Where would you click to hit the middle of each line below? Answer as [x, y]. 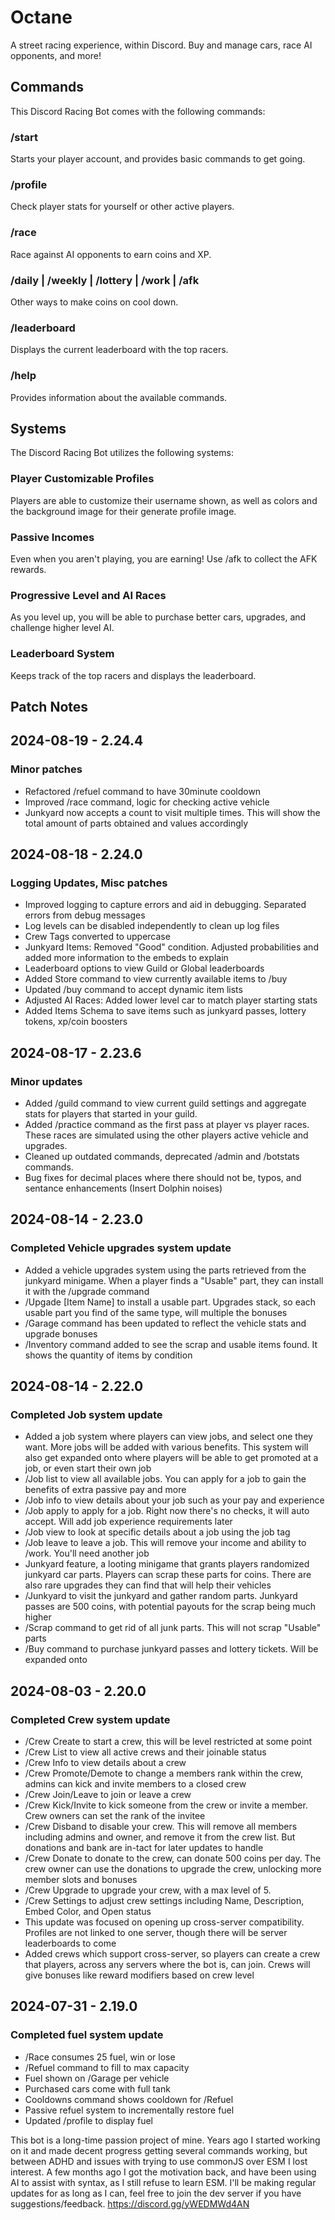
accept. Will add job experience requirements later [128, 1522]
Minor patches [46, 769]
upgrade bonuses [61, 1333]
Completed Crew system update [90, 1719]
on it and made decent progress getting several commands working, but [159, 2150]
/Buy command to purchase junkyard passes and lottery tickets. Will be [171, 1649]
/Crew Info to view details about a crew [105, 1763]
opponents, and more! [56, 55]
